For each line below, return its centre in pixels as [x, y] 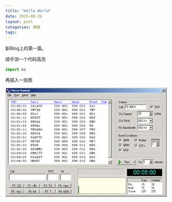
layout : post [19, 22]
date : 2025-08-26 [24, 16]
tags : [11, 33]
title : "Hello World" [28, 11]
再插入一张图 [19, 80]
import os [16, 70]
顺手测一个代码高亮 [26, 59]
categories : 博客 [23, 27]
